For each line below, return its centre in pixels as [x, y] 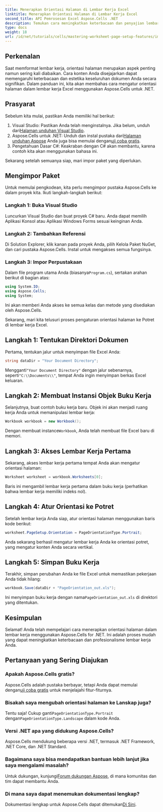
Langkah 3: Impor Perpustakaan [44, 262]
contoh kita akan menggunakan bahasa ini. [55, 151]
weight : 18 [16, 32]
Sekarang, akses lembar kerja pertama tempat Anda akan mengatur [73, 463]
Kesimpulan [24, 618]
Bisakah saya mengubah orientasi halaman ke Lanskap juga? [78, 703]
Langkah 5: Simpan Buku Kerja [52, 562]
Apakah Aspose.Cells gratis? [40, 674]
